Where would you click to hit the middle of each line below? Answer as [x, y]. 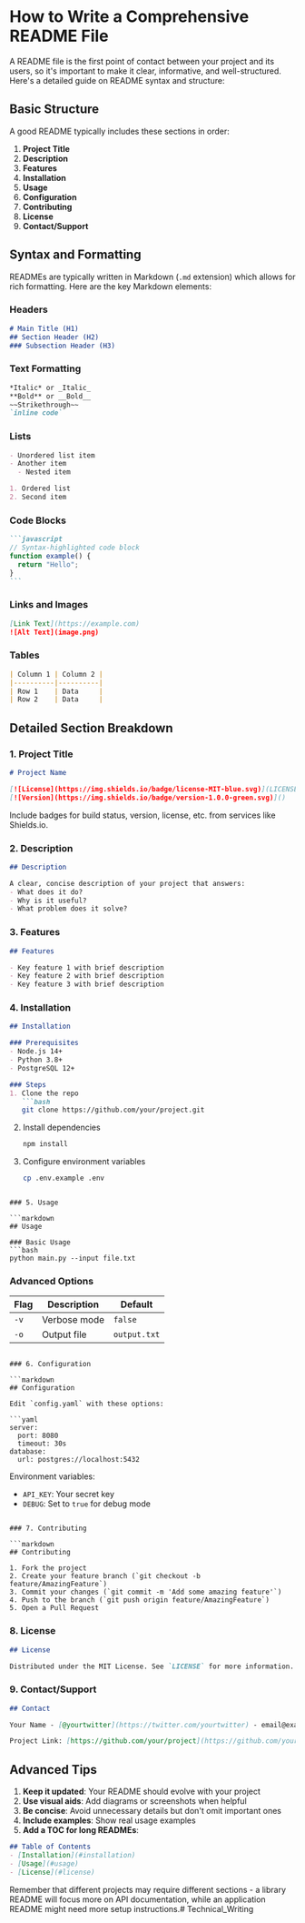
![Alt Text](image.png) [54, 632]
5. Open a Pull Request [54, 1608]
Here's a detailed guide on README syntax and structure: [117, 80]
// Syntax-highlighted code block [75, 548]
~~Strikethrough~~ [44, 405]
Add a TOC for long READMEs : [80, 1830]
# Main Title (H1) [44, 328]
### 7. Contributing [49, 1529]
